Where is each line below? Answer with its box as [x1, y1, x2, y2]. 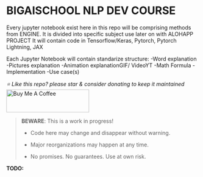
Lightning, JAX [6, 43, 44, 51]
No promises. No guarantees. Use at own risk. [30, 153, 146, 160]
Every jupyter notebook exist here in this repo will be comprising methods [6, 24, 191, 31]
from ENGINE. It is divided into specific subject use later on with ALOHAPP [6, 30, 194, 37]
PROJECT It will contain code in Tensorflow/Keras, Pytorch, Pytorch [6, 37, 177, 44]
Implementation [6, 68, 46, 75]
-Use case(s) [46, 68, 80, 75]
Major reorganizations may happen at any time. [30, 141, 149, 148]
